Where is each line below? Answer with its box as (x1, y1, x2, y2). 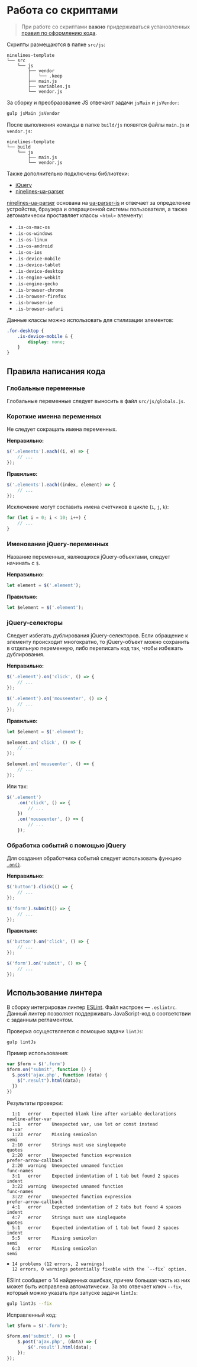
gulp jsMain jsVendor (7, 110, 60, 116)
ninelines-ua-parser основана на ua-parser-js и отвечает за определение (7, 199, 191, 206)
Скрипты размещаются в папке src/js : (7, 41, 106, 48)
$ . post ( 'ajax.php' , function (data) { (12, 1072, 108, 1078)
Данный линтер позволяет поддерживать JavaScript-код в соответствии (7, 1010, 191, 1017)
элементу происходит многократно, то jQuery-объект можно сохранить (7, 639, 190, 646)
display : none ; (28, 338, 66, 345)
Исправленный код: (7, 1311, 57, 1318)
